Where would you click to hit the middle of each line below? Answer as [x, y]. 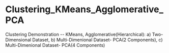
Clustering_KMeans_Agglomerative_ [84, 9]
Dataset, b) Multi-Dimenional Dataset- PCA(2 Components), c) [97, 40]
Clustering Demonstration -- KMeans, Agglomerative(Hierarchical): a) [78, 34]
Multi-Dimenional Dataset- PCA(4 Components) [55, 45]
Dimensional [18, 40]
